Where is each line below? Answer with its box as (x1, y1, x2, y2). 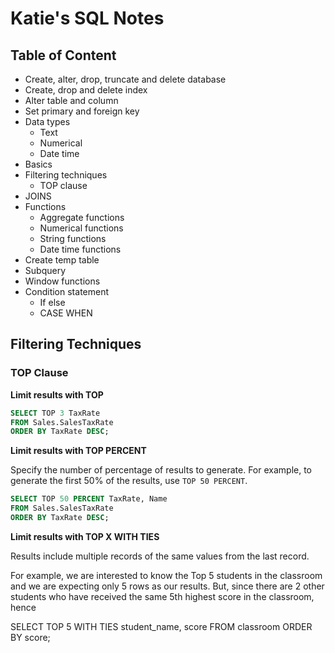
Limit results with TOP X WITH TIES (10, 530, 160, 542)
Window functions (24, 275, 101, 287)
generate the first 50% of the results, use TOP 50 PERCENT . (10, 475, 248, 487)
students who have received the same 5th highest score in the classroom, (10, 590, 315, 602)
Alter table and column (24, 95, 119, 106)
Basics (24, 158, 53, 170)
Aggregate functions (39, 212, 125, 223)
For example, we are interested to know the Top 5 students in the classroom (10, 569, 323, 581)
